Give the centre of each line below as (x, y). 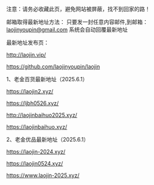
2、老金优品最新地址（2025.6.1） (48, 140)
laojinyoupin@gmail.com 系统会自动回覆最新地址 (67, 30)
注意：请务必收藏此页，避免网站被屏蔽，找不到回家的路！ (78, 9)
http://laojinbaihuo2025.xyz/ (42, 115)
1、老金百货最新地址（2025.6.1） (47, 79)
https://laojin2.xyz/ (30, 91)
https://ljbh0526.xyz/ (33, 103)
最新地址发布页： (28, 42)
